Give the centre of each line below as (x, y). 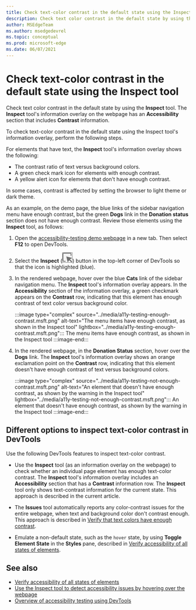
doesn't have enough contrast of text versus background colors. (92, 369)
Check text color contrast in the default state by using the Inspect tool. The (97, 108)
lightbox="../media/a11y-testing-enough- (127, 327)
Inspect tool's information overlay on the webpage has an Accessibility (92, 114)
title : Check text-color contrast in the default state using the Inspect (99, 12)
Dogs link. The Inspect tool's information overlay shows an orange (94, 357)
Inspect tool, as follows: (35, 227)
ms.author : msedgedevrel (36, 31)
